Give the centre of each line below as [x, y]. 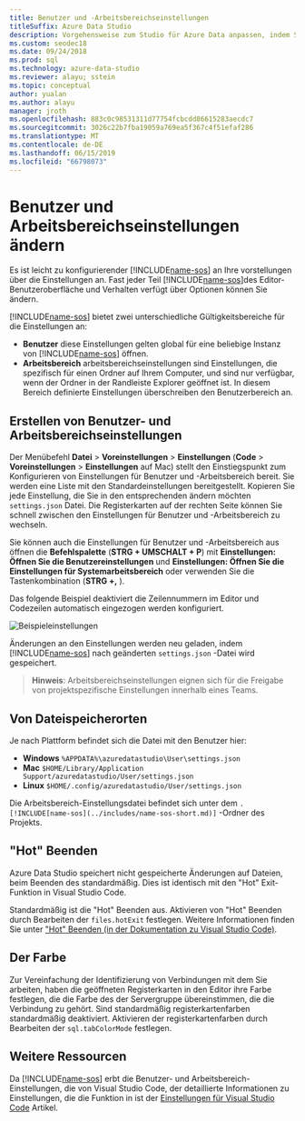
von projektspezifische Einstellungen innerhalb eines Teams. [145, 690]
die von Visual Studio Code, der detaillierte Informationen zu [177, 1088]
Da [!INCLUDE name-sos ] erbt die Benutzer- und [99, 1078]
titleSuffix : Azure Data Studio [70, 26]
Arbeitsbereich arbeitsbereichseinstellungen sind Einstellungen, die [150, 364]
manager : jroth [38, 111]
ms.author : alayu [42, 102]
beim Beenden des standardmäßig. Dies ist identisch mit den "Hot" [134, 882]
